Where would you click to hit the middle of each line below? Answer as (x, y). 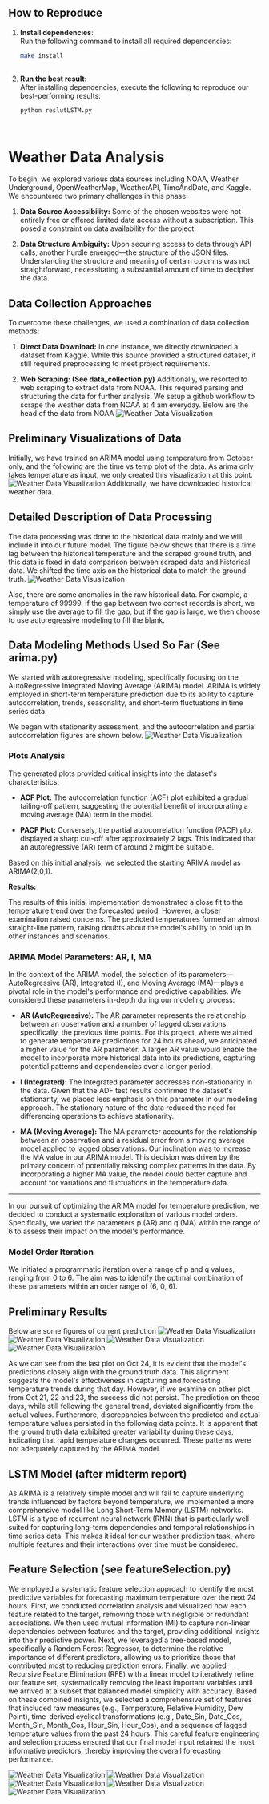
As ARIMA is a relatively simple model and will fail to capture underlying (126, 1493)
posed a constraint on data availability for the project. (108, 228)
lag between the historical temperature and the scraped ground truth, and (130, 553)
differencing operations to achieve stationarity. (97, 1116)
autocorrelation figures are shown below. (76, 735)
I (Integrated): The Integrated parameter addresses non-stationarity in (136, 1082)
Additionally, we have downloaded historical (179, 483)
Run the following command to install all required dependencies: (126, 41)
